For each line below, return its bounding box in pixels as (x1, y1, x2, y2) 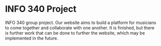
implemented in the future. (5, 35, 59, 41)
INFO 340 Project (5, 3, 77, 15)
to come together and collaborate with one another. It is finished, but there (5, 24, 155, 30)
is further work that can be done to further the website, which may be (5, 30, 145, 36)
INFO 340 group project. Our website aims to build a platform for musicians (5, 20, 157, 25)
